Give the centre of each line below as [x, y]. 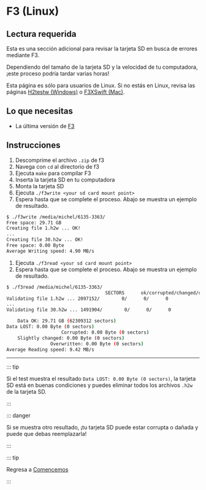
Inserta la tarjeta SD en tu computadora [65, 180]
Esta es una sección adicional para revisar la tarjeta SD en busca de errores [102, 48]
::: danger [18, 416]
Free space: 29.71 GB [34, 223]
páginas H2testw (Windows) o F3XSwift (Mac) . [66, 92]
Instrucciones [33, 145]
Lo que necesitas [40, 111]
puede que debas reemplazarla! [47, 434]
